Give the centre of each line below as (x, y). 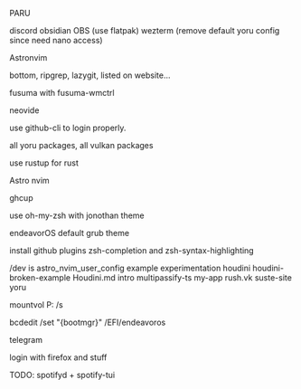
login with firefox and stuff (58, 357)
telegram (26, 340)
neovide (24, 110)
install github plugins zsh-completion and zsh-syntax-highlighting (132, 251)
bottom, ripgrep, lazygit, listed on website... (90, 75)
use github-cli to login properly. (68, 128)
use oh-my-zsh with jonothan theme (77, 215)
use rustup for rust (44, 163)
